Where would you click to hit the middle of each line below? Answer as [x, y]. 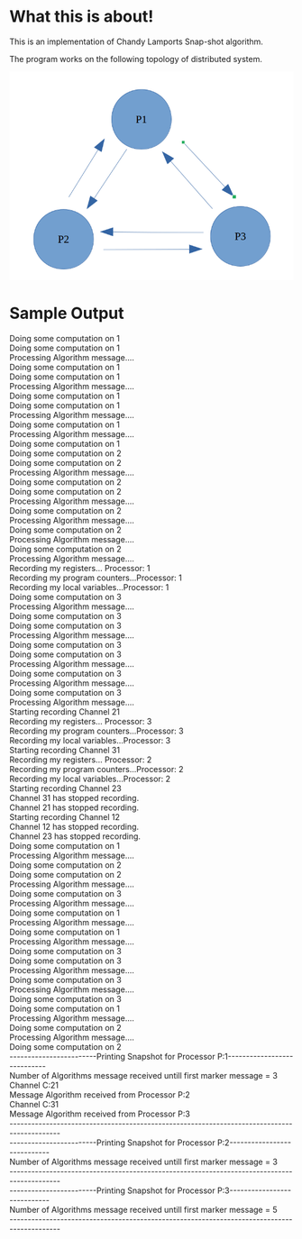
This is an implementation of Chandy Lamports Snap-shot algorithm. [137, 41]
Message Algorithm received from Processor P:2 [100, 1095]
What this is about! [82, 17]
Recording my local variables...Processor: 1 [89, 588]
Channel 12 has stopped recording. [74, 827]
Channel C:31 [34, 1105]
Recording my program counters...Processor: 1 [96, 578]
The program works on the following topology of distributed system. [136, 59]
